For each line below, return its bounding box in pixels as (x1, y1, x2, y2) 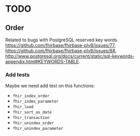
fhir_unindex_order (12, 121, 54, 126)
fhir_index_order (12, 94, 50, 99)
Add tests (5, 71, 30, 78)
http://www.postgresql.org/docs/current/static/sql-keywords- (5, 53, 135, 59)
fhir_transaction (12, 115, 50, 120)
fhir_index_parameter (12, 99, 59, 104)
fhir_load (12, 104, 34, 110)
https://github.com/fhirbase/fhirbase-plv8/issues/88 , (5, 48, 117, 53)
